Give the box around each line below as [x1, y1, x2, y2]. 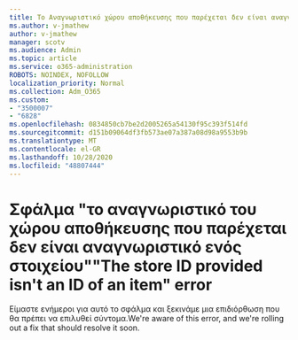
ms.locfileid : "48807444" [9, 161, 105, 170]
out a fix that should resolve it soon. [9, 322, 140, 333]
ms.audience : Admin [9, 46, 82, 55]
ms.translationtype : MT [9, 136, 98, 145]
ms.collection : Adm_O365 [9, 87, 101, 96]
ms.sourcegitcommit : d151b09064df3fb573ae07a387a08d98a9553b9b [9, 128, 248, 137]
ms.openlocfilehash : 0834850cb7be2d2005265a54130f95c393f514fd [9, 120, 248, 129]
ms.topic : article [9, 54, 77, 63]
